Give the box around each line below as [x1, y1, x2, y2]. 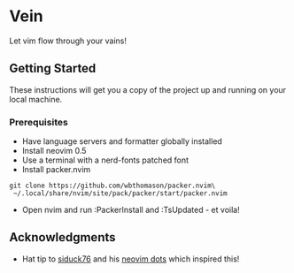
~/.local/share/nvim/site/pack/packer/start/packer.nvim [12, 189, 228, 198]
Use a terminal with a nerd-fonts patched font [21, 155, 189, 165]
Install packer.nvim [21, 164, 91, 175]
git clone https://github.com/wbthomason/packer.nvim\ [9, 181, 216, 191]
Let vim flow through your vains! [9, 35, 127, 46]
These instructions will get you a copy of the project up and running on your [9, 84, 286, 95]
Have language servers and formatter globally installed [21, 136, 223, 147]
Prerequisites [9, 116, 68, 128]
